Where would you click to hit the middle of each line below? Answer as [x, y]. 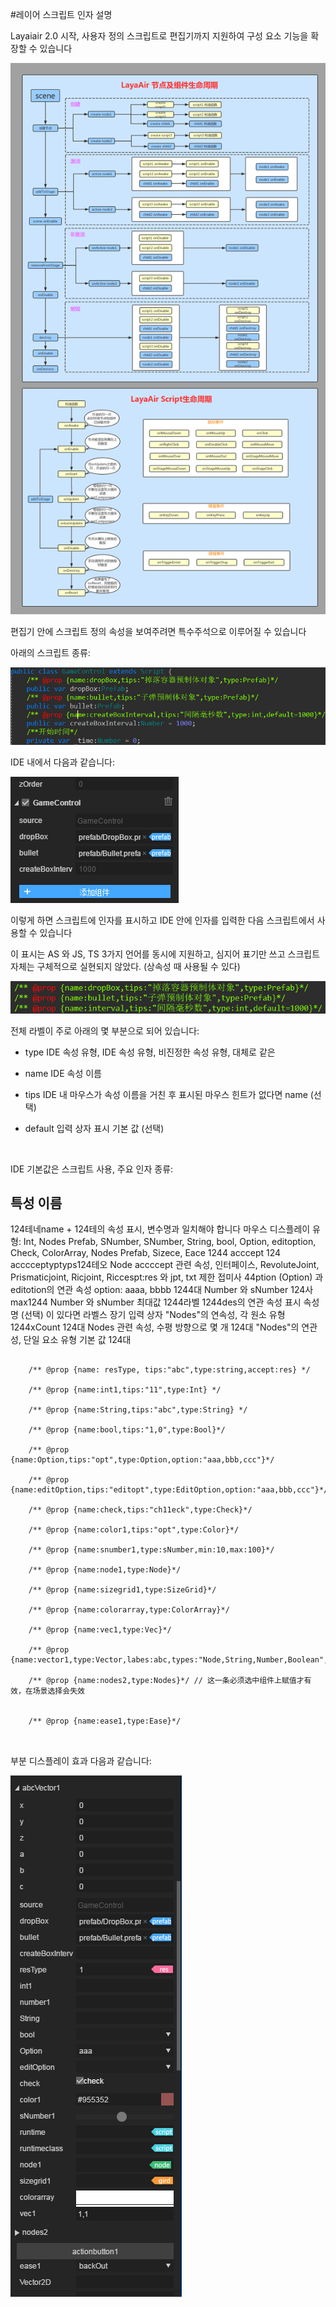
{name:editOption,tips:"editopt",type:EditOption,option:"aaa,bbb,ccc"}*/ [169, 1490]
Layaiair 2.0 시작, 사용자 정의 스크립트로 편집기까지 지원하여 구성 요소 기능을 [159, 36]
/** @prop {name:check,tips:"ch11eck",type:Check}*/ [140, 1510]
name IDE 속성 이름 [63, 1073]
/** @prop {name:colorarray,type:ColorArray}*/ [129, 1610]
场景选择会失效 [58, 1691]
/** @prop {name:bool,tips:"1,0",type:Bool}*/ [127, 1430]
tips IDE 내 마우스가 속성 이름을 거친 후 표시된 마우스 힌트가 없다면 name [166, 1094]
